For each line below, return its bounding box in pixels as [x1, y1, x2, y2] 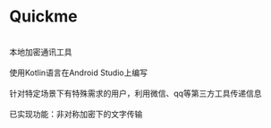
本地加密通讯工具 [9, 47, 72, 57]
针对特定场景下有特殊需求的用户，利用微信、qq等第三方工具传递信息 [9, 88, 262, 98]
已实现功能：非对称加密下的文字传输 [9, 108, 143, 119]
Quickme [9, 6, 78, 27]
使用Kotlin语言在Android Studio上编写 [9, 67, 148, 78]
